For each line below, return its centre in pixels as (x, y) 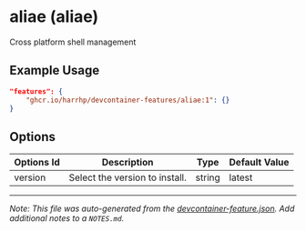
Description (127, 163)
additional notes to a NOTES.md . (67, 218)
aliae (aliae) (54, 17)
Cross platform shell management (73, 42)
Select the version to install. (127, 177)
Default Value (259, 163)
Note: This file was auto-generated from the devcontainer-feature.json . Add (152, 209)
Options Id (37, 163)
